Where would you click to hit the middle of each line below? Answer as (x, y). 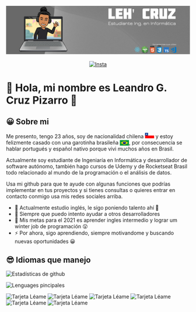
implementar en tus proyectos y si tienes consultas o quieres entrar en (91, 190)
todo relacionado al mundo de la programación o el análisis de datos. (89, 173)
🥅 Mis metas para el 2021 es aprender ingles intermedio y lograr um (96, 220)
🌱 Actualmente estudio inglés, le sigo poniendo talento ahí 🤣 (87, 208)
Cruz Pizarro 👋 (42, 100)
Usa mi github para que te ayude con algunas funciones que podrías (88, 184)
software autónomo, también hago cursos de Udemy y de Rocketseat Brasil (97, 166)
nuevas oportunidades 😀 (45, 241)
